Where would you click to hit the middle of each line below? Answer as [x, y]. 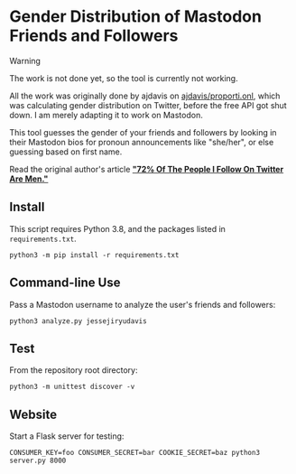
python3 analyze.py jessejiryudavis [78, 321]
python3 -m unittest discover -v [72, 387]
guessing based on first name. [66, 152]
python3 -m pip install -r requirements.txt [94, 255]
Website [33, 414]
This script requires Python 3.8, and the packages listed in [117, 228]
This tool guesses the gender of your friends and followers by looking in [143, 132]
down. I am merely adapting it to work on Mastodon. [106, 115]
